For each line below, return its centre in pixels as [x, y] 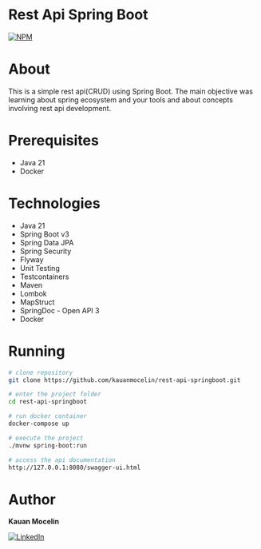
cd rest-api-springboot [48, 402]
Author [32, 499]
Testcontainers [44, 276]
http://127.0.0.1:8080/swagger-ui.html [75, 467]
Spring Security [45, 251]
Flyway [32, 259]
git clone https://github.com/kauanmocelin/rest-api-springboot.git [125, 380]
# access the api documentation [62, 460]
